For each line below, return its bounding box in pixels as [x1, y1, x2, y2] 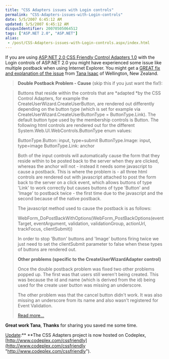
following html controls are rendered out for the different [17, 122, 135, 128]
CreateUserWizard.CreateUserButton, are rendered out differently [17, 101, 155, 107]
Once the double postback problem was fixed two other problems [17, 266, 155, 272]
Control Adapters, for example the [17, 95, 89, 101]
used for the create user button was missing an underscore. [17, 282, 142, 288]
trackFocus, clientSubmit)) [17, 226, 73, 232]
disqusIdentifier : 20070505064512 [5, 26, 78, 31]
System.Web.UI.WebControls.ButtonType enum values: [17, 127, 132, 133]
